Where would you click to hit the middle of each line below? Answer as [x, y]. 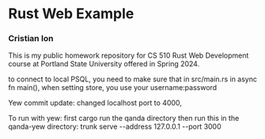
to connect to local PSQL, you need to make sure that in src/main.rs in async [132, 79]
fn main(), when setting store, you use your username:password [113, 88]
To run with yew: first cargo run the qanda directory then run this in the [124, 118]
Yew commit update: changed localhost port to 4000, [95, 103]
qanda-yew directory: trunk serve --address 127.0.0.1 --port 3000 [115, 126]
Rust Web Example [71, 14]
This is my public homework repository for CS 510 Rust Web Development [129, 55]
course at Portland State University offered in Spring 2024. [104, 64]
